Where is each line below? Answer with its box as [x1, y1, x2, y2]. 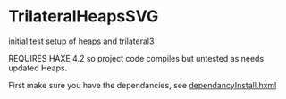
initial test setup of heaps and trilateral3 [8, 36, 155, 46]
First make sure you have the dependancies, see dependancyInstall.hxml [8, 79, 277, 90]
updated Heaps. [8, 62, 68, 73]
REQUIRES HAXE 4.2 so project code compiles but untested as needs [8, 53, 265, 63]
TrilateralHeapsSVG [8, 6, 159, 27]
